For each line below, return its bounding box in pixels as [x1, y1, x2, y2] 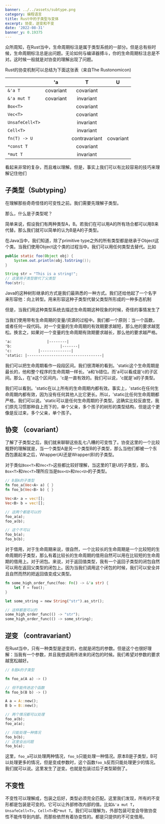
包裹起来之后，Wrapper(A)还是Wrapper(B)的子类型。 [9, 452, 117, 457]
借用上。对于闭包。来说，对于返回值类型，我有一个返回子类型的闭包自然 [13, 559, 160, 564]
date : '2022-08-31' [5, 26, 45, 30]
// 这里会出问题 [5, 739, 34, 744]
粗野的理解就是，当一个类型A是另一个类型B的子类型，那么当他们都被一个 [5, 446, 153, 452]
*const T [7, 143, 28, 149]
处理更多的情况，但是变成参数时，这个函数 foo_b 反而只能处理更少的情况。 [9, 760, 158, 766]
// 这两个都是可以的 [5, 510, 41, 514]
